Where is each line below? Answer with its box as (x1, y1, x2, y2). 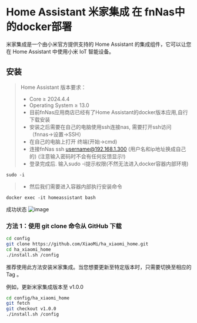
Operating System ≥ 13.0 (29, 101, 89, 109)
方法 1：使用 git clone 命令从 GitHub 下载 (6, 222, 122, 230)
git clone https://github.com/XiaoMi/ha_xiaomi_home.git (6, 241, 149, 247)
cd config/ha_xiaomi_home (6, 295, 69, 301)
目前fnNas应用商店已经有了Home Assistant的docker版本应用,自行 (29, 108, 188, 115)
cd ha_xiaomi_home (6, 247, 51, 252)
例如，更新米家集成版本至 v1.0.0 (6, 283, 84, 290)
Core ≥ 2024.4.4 (29, 95, 70, 102)
